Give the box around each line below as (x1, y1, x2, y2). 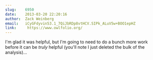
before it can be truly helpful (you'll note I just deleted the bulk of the (5, 44, 145, 50)
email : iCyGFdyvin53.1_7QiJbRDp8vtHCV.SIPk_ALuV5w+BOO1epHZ (5, 21, 136, 26)
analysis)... (5, 50, 27, 56)
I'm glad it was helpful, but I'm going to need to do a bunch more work (5, 39, 148, 45)
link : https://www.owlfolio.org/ (5, 26, 83, 30)
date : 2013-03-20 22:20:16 (5, 12, 68, 17)
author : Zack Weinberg (5, 16, 54, 21)
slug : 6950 (5, 7, 35, 12)
